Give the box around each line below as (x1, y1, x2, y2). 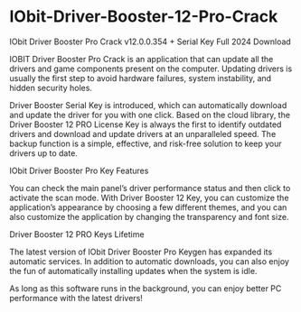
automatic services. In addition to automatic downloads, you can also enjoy (9, 255, 289, 267)
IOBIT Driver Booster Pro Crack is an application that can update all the (9, 53, 274, 64)
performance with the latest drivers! (9, 292, 143, 303)
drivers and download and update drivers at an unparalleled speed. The (9, 128, 277, 139)
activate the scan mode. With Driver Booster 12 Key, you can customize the (9, 192, 289, 203)
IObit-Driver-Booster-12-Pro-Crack (9, 6, 278, 27)
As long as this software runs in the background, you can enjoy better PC (9, 282, 282, 294)
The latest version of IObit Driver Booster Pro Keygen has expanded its (9, 246, 273, 257)
